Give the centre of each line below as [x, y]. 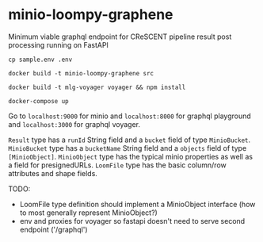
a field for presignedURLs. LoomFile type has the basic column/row [118, 165]
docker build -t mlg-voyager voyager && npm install [97, 87]
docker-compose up [38, 101]
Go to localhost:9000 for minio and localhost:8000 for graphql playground [130, 116]
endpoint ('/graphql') [54, 229]
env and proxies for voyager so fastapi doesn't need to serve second [132, 221]
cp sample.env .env [40, 60]
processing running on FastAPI [59, 44]
